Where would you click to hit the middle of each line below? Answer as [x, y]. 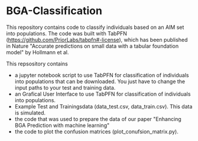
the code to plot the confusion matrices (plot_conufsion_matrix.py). [96, 132]
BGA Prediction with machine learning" [62, 125]
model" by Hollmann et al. [38, 52]
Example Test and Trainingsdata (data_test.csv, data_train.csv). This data [103, 106]
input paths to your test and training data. [65, 87]
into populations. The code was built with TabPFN [66, 33]
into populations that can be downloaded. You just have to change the [100, 81]
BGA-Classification [54, 11]
